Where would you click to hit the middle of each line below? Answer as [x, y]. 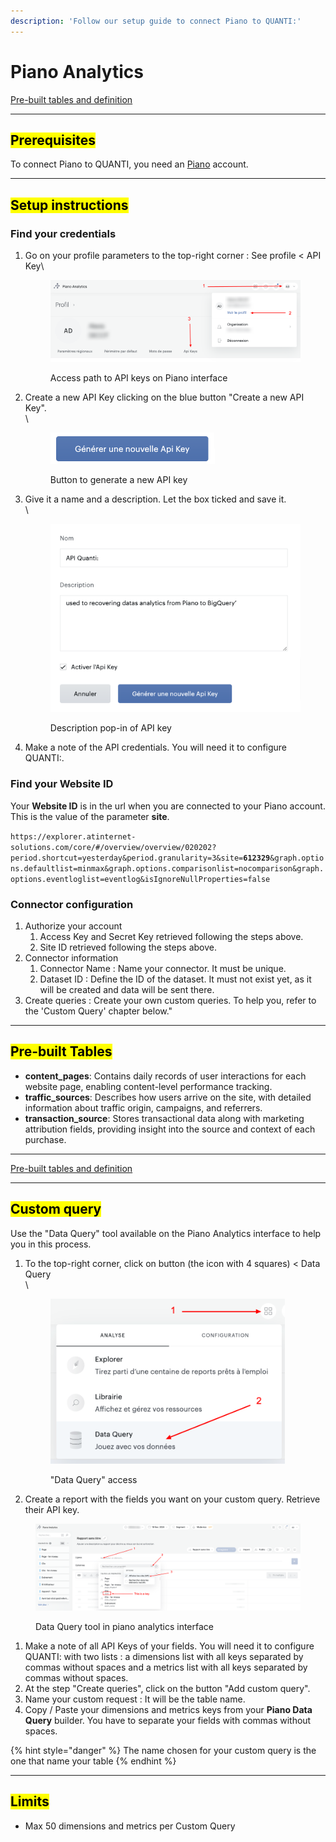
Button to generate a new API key [118, 479]
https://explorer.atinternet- [73, 836]
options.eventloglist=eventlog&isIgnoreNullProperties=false [140, 879]
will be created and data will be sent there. [127, 989]
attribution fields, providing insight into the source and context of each [170, 1129]
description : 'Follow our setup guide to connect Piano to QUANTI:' [156, 21]
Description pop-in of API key [110, 728]
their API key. [52, 1509]
